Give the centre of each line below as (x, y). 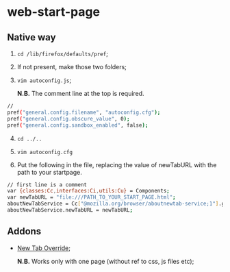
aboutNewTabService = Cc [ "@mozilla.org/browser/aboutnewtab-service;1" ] (113, 204)
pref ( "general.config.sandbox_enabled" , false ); (78, 125)
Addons (24, 231)
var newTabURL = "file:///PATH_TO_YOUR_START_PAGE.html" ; (91, 197)
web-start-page (54, 12)
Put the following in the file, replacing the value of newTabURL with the (117, 164)
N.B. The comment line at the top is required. (81, 94)
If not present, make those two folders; (72, 67)
